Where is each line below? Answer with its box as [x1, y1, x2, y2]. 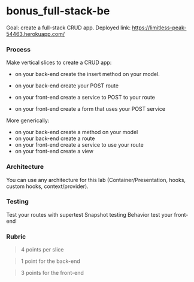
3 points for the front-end [20, 269, 84, 277]
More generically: [6, 117, 50, 124]
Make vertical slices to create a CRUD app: [6, 59, 112, 66]
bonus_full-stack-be [6, 4, 110, 18]
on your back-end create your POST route [14, 82, 119, 89]
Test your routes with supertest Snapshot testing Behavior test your [6, 211, 173, 218]
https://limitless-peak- [131, 24, 187, 31]
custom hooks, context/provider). [6, 183, 89, 190]
